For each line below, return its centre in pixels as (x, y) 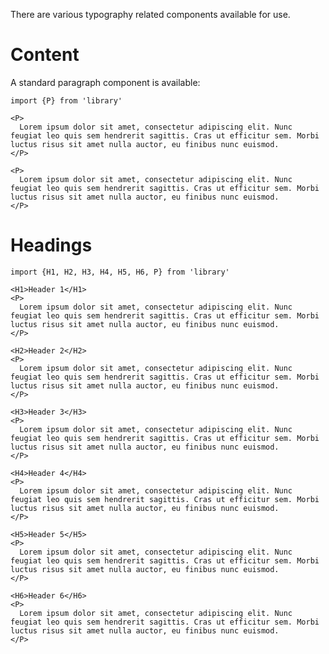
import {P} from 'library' (66, 100)
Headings (51, 245)
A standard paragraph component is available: (105, 82)
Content (45, 55)
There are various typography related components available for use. (150, 14)
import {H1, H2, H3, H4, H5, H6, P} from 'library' (120, 272)
